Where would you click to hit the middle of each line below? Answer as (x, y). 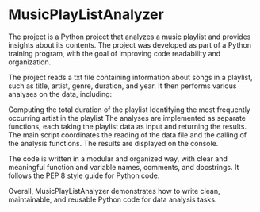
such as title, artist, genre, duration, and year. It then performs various (122, 86)
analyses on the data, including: (60, 94)
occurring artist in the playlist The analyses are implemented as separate (127, 118)
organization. (30, 62)
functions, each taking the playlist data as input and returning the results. (128, 126)
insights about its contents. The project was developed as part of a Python (130, 44)
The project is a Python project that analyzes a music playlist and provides (130, 37)
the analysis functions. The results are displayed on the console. (113, 143)
